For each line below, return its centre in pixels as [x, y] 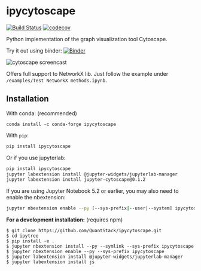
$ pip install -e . [31, 241]
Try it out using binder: [34, 50]
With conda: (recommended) [42, 113]
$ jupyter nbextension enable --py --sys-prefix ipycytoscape [85, 252]
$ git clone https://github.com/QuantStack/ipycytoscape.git [84, 231]
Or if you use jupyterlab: [36, 158]
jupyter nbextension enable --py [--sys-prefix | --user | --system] [89, 208]
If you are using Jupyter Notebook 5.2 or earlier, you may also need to [92, 191]
